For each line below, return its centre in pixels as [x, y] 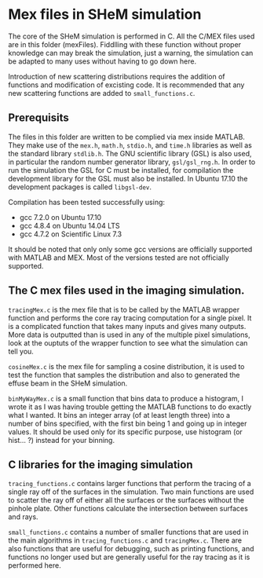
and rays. [23, 517]
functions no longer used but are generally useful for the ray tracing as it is [129, 557]
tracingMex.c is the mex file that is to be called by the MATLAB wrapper [124, 309]
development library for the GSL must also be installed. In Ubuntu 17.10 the [128, 178]
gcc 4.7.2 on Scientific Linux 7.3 [71, 234]
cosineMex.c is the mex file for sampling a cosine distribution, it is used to [126, 366]
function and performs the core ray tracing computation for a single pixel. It [130, 318]
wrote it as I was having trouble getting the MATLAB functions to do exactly [130, 407]
